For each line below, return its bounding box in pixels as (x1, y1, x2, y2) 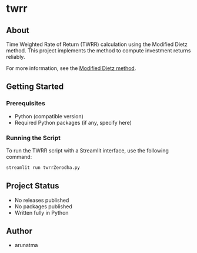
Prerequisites (6, 99, 45, 108)
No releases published (14, 197, 69, 204)
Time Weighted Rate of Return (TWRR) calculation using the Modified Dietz (6, 41, 188, 48)
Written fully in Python (14, 209, 69, 216)
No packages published (14, 202, 72, 210)
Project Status (6, 181, 60, 191)
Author (6, 226, 32, 237)
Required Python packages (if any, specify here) (14, 119, 132, 126)
